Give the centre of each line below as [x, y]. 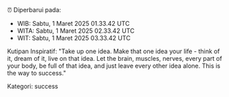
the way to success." [37, 73]
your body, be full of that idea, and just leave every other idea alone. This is [114, 66]
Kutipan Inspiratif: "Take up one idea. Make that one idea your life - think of [113, 51]
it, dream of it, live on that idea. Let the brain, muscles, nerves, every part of [115, 58]
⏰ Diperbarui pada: [34, 10]
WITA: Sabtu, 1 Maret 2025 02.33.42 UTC [76, 31]
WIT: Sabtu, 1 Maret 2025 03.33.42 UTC [74, 38]
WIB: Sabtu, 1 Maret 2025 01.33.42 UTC [73, 24]
